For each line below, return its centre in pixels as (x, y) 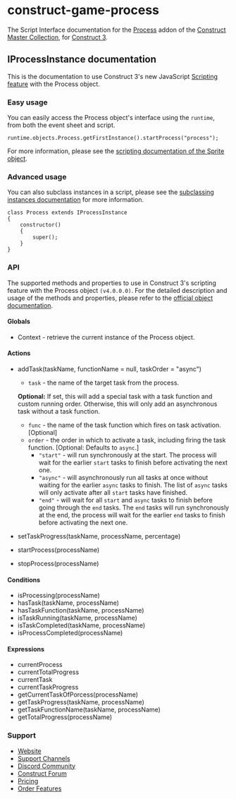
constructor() (41, 225)
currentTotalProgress (48, 672)
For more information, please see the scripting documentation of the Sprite (116, 151)
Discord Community (46, 766)
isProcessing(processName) (58, 596)
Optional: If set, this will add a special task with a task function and (115, 397)
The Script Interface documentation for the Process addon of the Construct (117, 30)
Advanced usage (37, 176)
